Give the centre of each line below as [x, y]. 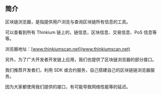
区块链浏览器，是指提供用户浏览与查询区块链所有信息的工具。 [68, 22]
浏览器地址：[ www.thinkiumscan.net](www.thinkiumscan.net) [68, 49]
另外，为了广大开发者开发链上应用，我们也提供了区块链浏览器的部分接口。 [81, 59]
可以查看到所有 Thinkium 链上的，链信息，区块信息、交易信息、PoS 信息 [79, 32]
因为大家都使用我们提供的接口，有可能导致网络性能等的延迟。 [68, 87]
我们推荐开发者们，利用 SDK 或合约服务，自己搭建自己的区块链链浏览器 [78, 70]
